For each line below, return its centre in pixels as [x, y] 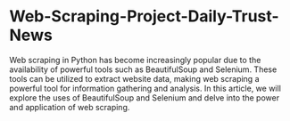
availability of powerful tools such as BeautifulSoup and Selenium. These [143, 69]
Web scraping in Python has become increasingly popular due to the [135, 60]
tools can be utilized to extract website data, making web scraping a [135, 78]
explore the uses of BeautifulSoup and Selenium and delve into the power [144, 97]
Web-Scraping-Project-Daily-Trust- [144, 16]
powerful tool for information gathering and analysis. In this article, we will [145, 88]
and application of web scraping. [70, 107]
